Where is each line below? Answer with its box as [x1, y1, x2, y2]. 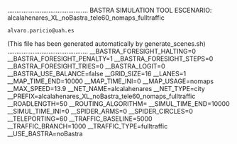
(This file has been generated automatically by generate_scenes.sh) [7, 40, 206, 48]
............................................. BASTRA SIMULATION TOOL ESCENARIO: [7, 6, 212, 14]
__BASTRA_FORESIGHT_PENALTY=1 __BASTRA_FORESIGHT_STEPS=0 [7, 54, 214, 63]
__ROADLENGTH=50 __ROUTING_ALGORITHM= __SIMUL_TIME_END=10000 [7, 100, 231, 108]
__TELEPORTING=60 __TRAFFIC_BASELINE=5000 [7, 114, 153, 123]
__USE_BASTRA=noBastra [7, 130, 83, 138]
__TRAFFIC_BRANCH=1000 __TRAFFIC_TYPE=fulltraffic [7, 122, 168, 130]
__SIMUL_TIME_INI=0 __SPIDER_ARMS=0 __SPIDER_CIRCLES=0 [7, 107, 194, 115]
